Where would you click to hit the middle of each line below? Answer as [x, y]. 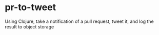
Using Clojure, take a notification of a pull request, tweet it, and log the [79, 21]
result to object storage [29, 26]
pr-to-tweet [31, 7]
